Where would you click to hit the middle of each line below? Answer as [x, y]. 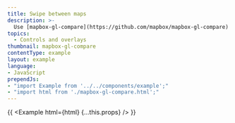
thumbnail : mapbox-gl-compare [52, 46]
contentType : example [39, 53]
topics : [19, 33]
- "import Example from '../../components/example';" [88, 86]
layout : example [31, 60]
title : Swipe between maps [47, 14]
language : [22, 66]
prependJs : [23, 79]
